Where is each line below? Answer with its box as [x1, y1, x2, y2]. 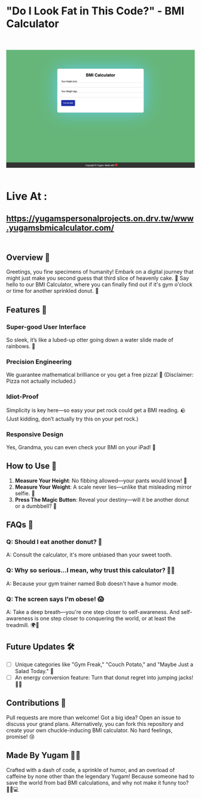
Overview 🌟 [6, 252, 50, 262]
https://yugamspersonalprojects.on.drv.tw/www [6, 213, 194, 223]
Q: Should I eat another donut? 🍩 [6, 538, 103, 546]
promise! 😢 [6, 733, 35, 740]
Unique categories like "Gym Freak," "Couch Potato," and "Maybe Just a [14, 661, 193, 668]
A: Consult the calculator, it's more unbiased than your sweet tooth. [6, 551, 172, 558]
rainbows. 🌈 [6, 343, 36, 350]
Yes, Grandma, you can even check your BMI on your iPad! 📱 [6, 443, 156, 450]
